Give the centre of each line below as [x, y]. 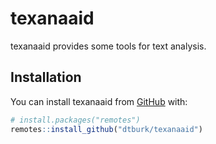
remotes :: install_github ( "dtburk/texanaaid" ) [106, 129]
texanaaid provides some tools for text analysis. [108, 46]
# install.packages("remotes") [75, 120]
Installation [46, 77]
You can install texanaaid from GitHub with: [99, 101]
